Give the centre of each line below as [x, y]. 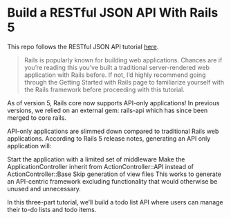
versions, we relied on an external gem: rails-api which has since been [108, 110]
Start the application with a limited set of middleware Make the [96, 159]
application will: [29, 146]
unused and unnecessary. [44, 189]
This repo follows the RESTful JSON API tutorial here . [83, 46]
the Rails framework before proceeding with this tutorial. [104, 89]
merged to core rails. [37, 117]
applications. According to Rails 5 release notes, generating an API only [109, 138]
